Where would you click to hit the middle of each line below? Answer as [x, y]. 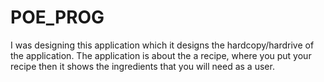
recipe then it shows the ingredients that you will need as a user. [142, 66]
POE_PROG [57, 17]
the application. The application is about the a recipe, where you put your [161, 55]
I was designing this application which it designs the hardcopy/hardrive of [162, 45]
